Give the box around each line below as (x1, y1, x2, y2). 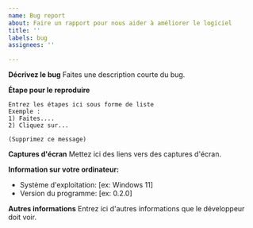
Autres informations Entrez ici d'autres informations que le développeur (8, 204, 245, 214)
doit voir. (8, 212, 37, 222)
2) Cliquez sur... (8, 122, 69, 129)
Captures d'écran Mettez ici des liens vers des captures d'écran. (8, 149, 222, 159)
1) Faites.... (8, 114, 56, 123)
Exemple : (8, 108, 41, 116)
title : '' (8, 26, 41, 34)
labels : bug (8, 33, 48, 42)
